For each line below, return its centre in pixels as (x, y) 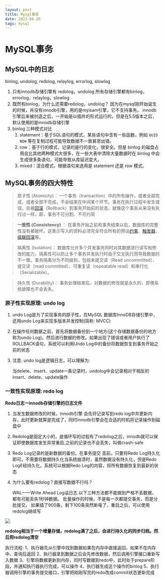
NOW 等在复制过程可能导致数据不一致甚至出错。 (67, 141)
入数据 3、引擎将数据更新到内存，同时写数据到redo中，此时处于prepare (78, 560)
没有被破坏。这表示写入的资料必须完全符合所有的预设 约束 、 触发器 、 (91, 231)
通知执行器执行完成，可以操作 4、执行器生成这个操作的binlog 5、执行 (88, 566)
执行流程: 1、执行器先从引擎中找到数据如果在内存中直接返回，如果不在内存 (81, 547)
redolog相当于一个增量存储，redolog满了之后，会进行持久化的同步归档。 (80, 531)
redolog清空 (26, 537)
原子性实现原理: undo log (35, 303)
